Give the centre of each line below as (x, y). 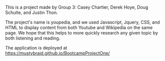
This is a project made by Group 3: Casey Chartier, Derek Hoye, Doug (77, 7)
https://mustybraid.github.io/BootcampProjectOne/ (57, 53)
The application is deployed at (36, 48)
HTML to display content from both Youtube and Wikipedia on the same (79, 27)
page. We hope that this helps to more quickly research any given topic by (82, 33)
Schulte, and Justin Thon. (32, 12)
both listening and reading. (33, 38)
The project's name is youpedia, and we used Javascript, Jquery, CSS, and (82, 22)
